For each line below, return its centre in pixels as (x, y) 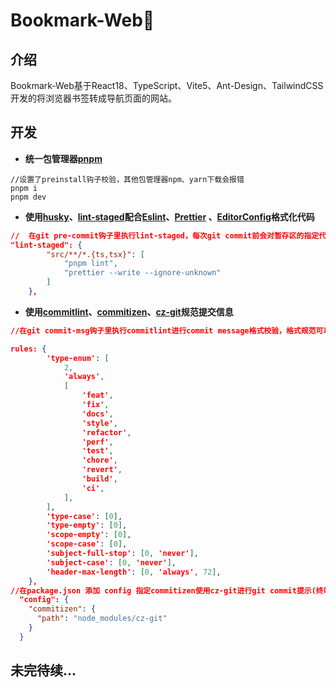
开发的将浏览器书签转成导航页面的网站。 (93, 98)
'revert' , (102, 470)
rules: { (28, 349)
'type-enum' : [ (78, 358)
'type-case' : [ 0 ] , (84, 516)
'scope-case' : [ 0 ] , (87, 544)
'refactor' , (106, 432)
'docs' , (97, 414)
